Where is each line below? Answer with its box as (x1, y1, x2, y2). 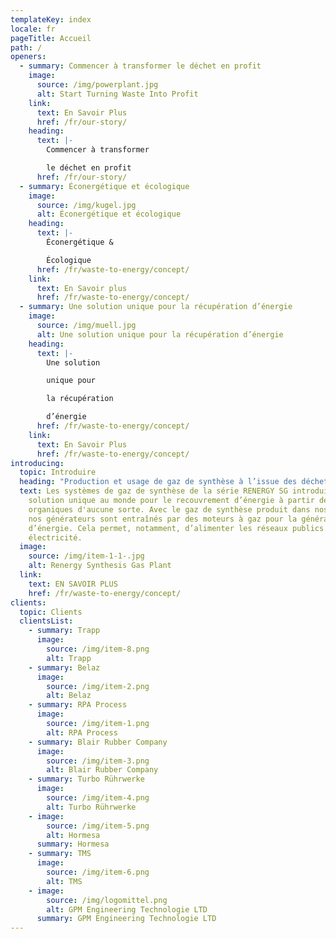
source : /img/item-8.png (46, 644, 150, 654)
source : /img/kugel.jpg (36, 200, 137, 210)
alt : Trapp (46, 653, 92, 663)
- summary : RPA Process (28, 700, 128, 710)
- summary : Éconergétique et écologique (19, 181, 190, 191)
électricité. (28, 532, 83, 543)
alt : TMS (46, 876, 83, 886)
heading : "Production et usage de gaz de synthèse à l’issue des (19, 477, 298, 487)
